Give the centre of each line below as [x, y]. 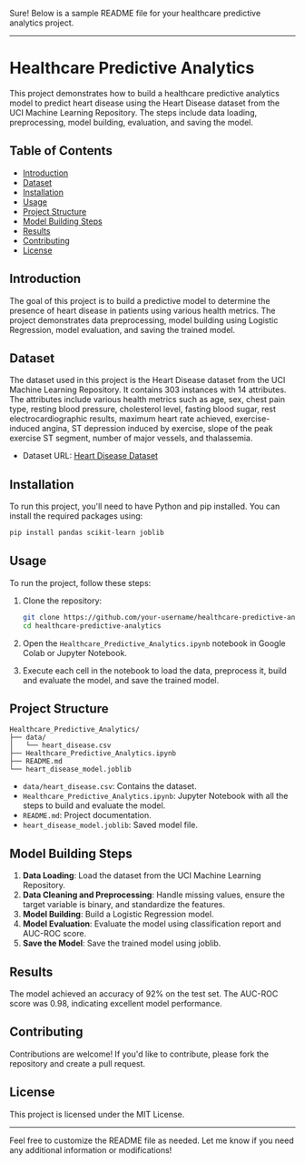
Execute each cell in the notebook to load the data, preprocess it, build [155, 670]
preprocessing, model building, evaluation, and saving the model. [132, 122]
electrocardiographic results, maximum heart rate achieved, [121, 419]
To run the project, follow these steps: [80, 582]
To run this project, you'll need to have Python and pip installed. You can [145, 506]
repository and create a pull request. [78, 1063]
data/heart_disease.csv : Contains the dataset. [109, 786]
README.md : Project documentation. [87, 815]
